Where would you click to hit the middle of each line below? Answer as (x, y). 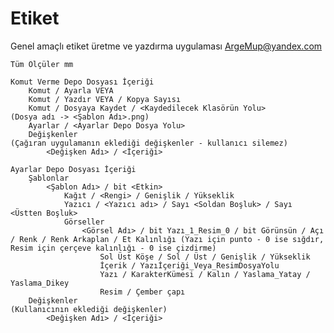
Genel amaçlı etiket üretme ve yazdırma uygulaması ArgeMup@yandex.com (166, 46)
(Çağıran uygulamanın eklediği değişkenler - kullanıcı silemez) (149, 143)
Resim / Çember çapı (142, 292)
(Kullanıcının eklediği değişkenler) (89, 309)
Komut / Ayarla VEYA (71, 90)
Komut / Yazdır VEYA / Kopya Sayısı (105, 99)
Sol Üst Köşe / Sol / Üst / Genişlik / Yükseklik (205, 257)
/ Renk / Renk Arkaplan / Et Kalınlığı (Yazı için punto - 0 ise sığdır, (167, 239)
